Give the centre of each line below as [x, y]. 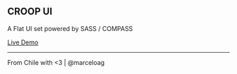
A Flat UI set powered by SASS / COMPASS [70, 28]
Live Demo [23, 42]
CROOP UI [30, 12]
